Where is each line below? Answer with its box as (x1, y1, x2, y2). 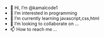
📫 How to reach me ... (10, 26, 57, 32)
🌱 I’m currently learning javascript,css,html (10, 15, 100, 21)
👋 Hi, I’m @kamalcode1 (10, 5, 58, 10)
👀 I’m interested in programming (10, 10, 78, 16)
